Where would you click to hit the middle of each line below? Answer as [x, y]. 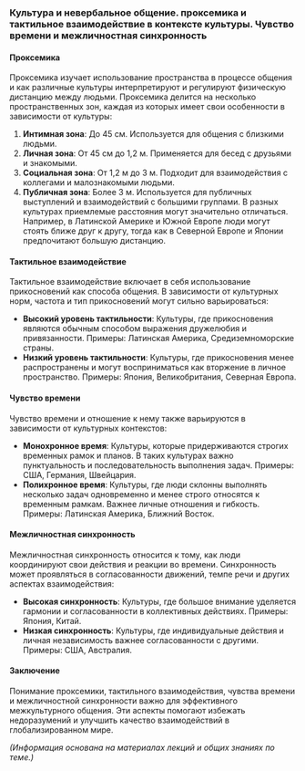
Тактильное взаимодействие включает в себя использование [130, 282]
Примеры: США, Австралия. [77, 650]
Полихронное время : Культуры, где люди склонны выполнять [145, 484]
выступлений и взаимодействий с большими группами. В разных [151, 202]
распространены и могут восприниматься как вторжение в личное [154, 368]
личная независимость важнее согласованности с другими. [141, 640]
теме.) [22, 757]
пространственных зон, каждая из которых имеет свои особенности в [147, 107]
